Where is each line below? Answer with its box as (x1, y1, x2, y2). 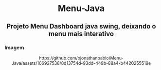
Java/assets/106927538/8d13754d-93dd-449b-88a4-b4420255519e (11, 60, 151, 66)
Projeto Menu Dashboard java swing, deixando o (6, 22, 156, 30)
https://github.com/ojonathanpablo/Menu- (39, 55, 124, 61)
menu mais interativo (48, 29, 114, 38)
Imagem (4, 44, 25, 51)
